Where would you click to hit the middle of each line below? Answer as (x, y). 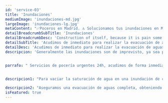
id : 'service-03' (23, 10)
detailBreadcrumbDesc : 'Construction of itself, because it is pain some (84, 38)
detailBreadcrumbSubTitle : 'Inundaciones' (50, 33)
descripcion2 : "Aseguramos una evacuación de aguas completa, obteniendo (84, 88)
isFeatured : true (23, 93)
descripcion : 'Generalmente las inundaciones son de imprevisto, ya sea (82, 52)
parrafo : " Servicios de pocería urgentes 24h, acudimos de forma (76, 65)
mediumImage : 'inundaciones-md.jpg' (43, 19)
